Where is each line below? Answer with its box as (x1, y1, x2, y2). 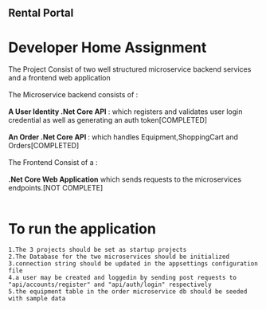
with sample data (8, 295, 66, 303)
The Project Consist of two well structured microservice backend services (8, 65, 252, 74)
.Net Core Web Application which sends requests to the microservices (8, 175, 241, 184)
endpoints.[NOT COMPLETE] (8, 183, 104, 193)
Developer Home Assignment (8, 38, 207, 57)
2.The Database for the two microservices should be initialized (8, 253, 229, 261)
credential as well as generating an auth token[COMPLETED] (8, 116, 208, 125)
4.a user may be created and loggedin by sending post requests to (8, 274, 237, 282)
